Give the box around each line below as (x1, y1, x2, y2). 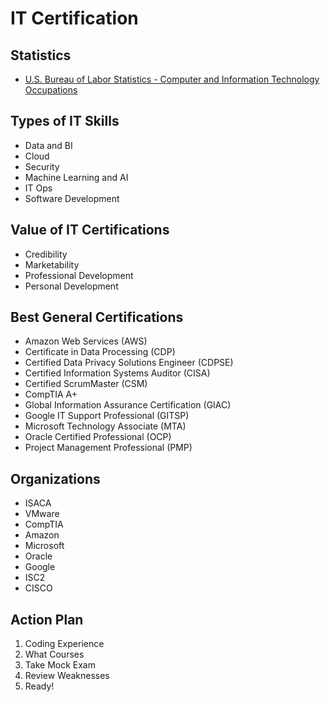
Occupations (24, 84, 78, 96)
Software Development (24, 192, 120, 204)
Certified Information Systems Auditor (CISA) (24, 367, 211, 379)
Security (24, 160, 60, 172)
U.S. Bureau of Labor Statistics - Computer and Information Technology (24, 73, 320, 85)
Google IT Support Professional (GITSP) (24, 410, 190, 422)
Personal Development (24, 280, 119, 292)
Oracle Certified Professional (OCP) (24, 431, 172, 443)
